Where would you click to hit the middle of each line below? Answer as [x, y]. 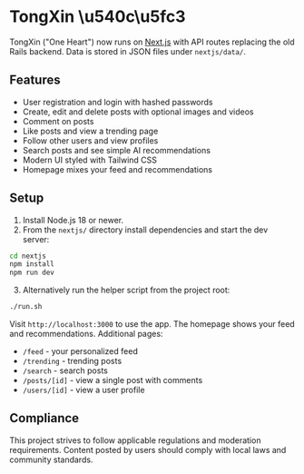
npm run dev [32, 273]
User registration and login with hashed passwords [118, 102]
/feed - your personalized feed [80, 351]
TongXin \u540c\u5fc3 [98, 17]
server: [36, 239]
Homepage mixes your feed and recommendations [118, 169]
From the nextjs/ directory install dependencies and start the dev [145, 230]
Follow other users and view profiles [90, 140]
